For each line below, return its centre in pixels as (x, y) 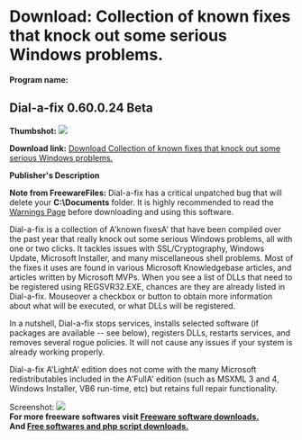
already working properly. (57, 352)
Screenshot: (32, 407)
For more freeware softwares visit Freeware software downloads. (134, 417)
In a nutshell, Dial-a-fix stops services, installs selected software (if (134, 323)
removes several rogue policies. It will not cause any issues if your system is (151, 342)
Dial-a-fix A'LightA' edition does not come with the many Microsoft (133, 369)
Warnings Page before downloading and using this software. (122, 211)
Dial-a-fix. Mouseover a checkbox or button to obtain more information (141, 296)
